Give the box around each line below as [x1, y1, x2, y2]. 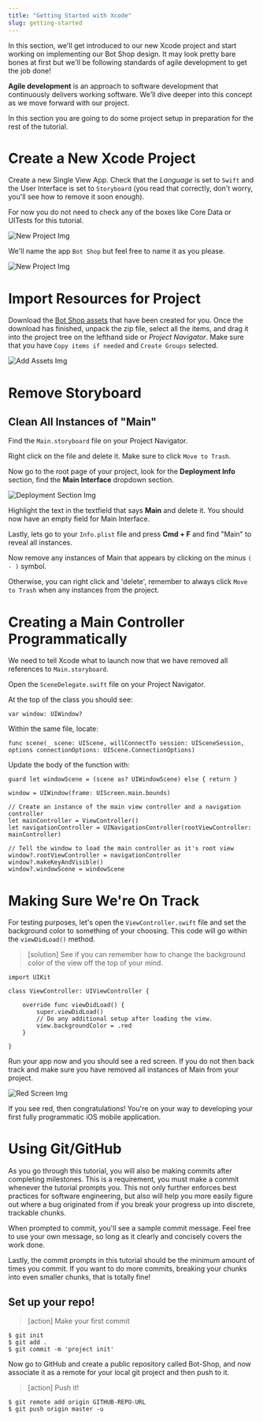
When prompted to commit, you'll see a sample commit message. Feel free [8, 1223, 251, 1233]
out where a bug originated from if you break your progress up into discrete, [8, 1200, 256, 1209]
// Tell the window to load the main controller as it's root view [8, 845, 235, 853]
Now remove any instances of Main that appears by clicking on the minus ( [8, 553, 252, 563]
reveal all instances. [8, 538, 73, 548]
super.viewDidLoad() [36, 1008, 104, 1016]
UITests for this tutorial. [8, 216, 84, 225]
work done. [8, 1240, 46, 1249]
